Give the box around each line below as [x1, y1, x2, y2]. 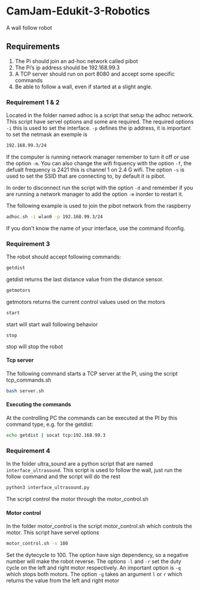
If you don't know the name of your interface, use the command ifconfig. [6, 224, 186, 232]
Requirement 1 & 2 [6, 98, 60, 106]
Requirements [6, 41, 60, 52]
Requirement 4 [6, 446, 51, 455]
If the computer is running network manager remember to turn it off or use [6, 153, 190, 160]
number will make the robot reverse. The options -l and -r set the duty [6, 558, 181, 565]
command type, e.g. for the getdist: [6, 421, 94, 428]
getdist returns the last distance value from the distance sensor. [6, 275, 164, 283]
